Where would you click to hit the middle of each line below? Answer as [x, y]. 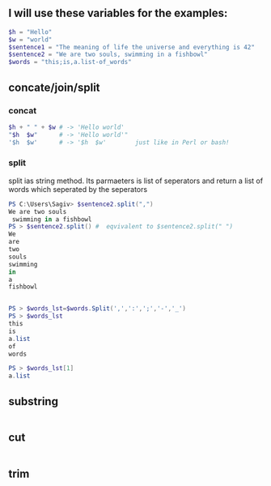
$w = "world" [30, 40]
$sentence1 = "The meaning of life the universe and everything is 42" [131, 47]
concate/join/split [54, 87]
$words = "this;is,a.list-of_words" [70, 62]
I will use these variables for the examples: [118, 13]
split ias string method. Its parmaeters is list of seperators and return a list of [136, 181]
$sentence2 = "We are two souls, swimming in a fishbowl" [108, 55]
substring [34, 401]
